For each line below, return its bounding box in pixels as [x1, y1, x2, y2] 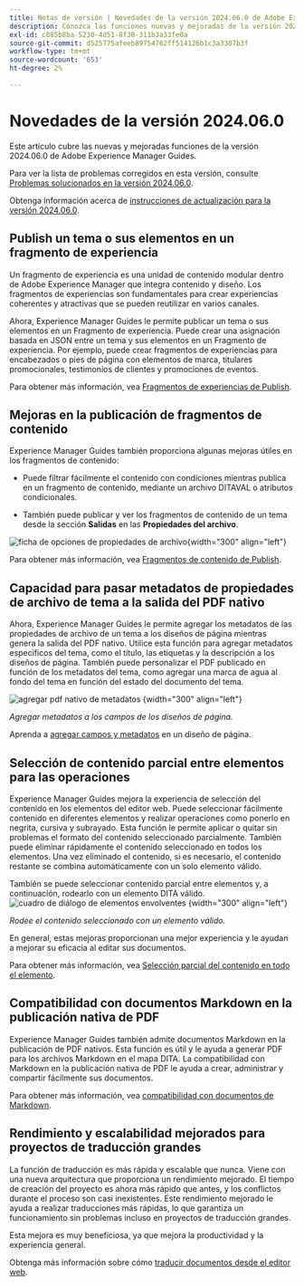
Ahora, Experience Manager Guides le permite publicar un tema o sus [9, 315, 270, 326]
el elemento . [9, 970, 56, 981]
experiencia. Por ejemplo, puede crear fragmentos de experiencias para [9, 344, 278, 355]
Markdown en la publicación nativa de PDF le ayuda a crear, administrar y [9, 1062, 284, 1073]
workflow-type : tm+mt [9, 47, 91, 56]
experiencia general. [9, 1239, 86, 1250]
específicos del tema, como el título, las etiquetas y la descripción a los [9, 648, 275, 658]
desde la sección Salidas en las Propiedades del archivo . [22, 519, 239, 530]
